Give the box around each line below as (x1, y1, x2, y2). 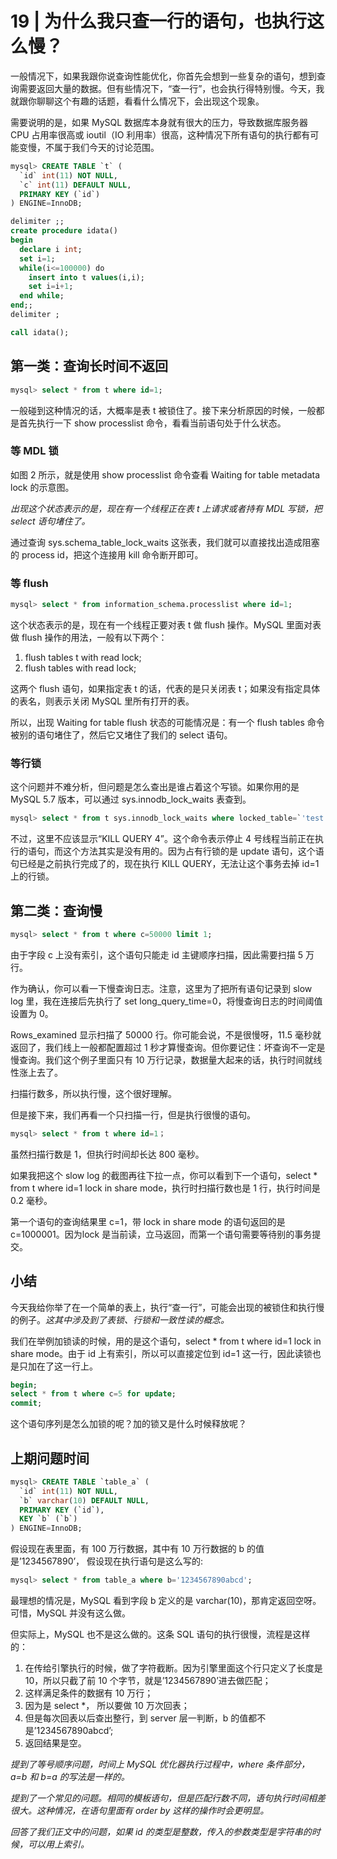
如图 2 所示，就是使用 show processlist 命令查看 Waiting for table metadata (10, 468, 321, 481)
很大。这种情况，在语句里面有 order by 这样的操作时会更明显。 (10, 1805, 270, 1817)
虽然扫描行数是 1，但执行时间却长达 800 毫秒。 (10, 1148, 205, 1160)
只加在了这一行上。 (18, 1360, 98, 1372)
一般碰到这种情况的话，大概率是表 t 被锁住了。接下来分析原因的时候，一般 (10, 404, 317, 416)
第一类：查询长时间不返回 (10, 358, 168, 375)
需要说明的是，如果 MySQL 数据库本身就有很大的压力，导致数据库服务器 (10, 116, 309, 128)
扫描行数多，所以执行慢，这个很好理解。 (10, 1087, 177, 1099)
